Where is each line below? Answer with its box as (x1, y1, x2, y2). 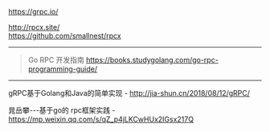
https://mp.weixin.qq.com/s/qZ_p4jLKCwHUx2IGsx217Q (8, 114, 194, 124)
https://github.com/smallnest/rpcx (8, 31, 122, 40)
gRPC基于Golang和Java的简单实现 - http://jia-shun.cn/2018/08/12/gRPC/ (8, 89, 251, 97)
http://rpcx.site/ (8, 23, 60, 31)
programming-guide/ (27, 64, 98, 73)
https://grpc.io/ (8, 7, 59, 16)
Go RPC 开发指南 (27, 56, 84, 64)
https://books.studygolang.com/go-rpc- (85, 56, 219, 64)
